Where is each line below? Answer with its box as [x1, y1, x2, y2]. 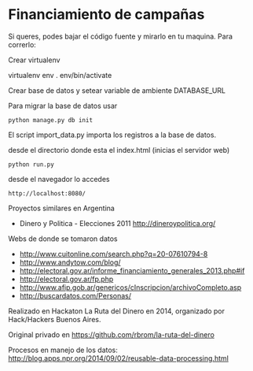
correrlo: [8, 39, 37, 49]
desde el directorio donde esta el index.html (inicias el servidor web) [8, 145, 230, 154]
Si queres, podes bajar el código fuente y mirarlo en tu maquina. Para [8, 32, 233, 41]
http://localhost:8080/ [8, 189, 86, 198]
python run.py [8, 160, 55, 169]
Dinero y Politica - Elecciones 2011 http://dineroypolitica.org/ [19, 218, 216, 228]
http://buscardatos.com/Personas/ [19, 291, 132, 300]
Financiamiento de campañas [8, 6, 205, 24]
